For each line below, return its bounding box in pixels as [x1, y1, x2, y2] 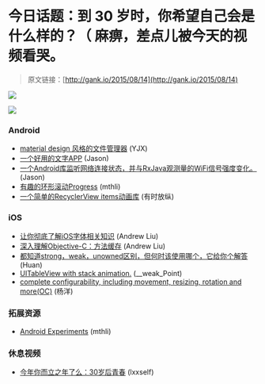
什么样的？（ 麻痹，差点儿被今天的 [8, 27, 233, 45]
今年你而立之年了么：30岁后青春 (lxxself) [19, 367, 154, 377]
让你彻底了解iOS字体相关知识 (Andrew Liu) [19, 231, 159, 240]
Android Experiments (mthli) [19, 326, 112, 336]
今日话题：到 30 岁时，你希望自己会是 [8, 7, 256, 25]
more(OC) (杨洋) [19, 286, 74, 296]
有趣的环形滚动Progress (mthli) [19, 182, 121, 191]
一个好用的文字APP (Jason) [19, 154, 109, 163]
